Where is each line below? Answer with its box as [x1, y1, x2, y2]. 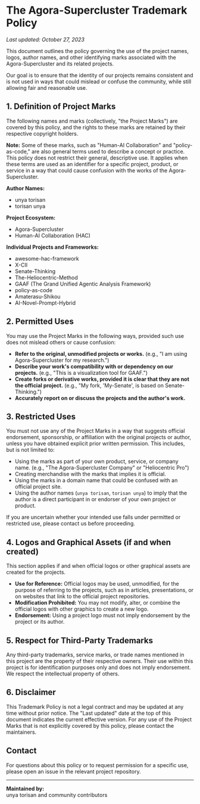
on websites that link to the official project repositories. [14, 593, 150, 600]
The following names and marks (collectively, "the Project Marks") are [6, 117, 178, 124]
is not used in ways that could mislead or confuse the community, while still [6, 78, 192, 85]
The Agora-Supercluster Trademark [6, 4, 187, 17]
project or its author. [14, 618, 65, 625]
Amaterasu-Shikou [14, 293, 61, 300]
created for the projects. [6, 569, 66, 576]
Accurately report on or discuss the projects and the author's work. [14, 394, 186, 402]
